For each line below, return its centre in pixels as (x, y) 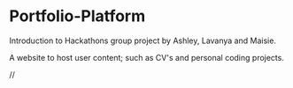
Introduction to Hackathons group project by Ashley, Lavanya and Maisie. (143, 40)
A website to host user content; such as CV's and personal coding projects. (147, 57)
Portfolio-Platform (77, 16)
